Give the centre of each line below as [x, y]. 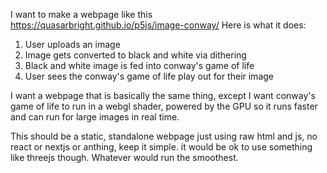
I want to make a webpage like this [81, 14]
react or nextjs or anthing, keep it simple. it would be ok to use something [161, 147]
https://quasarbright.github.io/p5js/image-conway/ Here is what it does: [158, 25]
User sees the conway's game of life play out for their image [149, 76]
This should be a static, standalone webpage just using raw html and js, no [164, 136]
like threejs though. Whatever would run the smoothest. [124, 157]
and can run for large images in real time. [95, 117]
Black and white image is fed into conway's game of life [139, 65]
